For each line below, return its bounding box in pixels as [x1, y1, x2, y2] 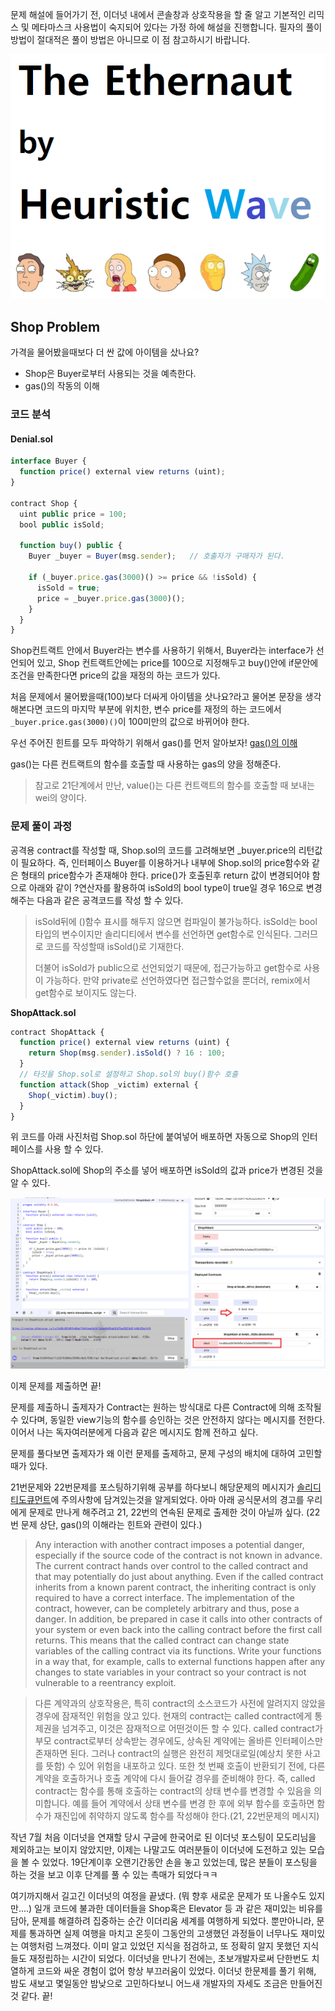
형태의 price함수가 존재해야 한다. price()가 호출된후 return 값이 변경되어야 [20, 869, 310, 881]
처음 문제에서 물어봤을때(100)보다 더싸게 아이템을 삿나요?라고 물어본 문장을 [10, 691, 303, 703]
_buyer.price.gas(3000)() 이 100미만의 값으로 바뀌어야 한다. [10, 716, 250, 728]
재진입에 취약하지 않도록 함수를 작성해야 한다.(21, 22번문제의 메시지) [53, 1810, 320, 1822]
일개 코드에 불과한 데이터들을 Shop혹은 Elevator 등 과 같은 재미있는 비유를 [34, 1903, 324, 1915]
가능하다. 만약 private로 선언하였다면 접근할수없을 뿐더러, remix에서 [45, 974, 311, 986]
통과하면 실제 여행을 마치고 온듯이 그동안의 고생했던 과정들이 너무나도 [28, 1928, 299, 1940]
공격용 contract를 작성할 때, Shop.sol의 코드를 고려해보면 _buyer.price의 [10, 844, 297, 856]
